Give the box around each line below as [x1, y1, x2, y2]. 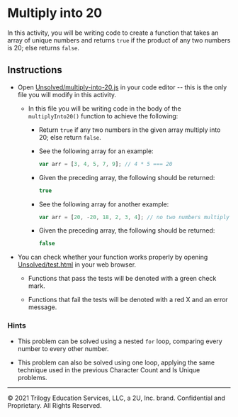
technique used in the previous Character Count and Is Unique [17, 365, 200, 374]
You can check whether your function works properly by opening [17, 253, 208, 262]
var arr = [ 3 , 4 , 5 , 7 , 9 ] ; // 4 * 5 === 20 [38, 160, 173, 167]
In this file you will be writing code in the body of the [28, 104, 182, 113]
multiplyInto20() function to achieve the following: [28, 111, 178, 120]
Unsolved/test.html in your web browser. [17, 260, 137, 269]
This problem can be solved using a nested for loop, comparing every [17, 337, 223, 345]
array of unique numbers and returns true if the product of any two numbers [7, 35, 231, 44]
